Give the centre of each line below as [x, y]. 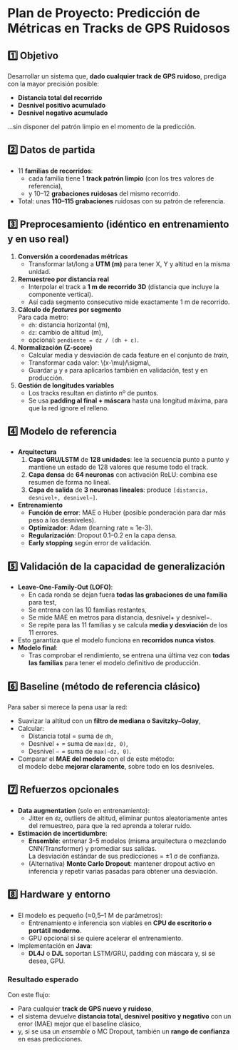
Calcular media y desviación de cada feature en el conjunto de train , [129, 355]
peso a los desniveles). [62, 520]
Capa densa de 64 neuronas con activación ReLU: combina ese [123, 475]
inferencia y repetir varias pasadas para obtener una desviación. [123, 871]
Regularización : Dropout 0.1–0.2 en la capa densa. [103, 535]
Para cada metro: [43, 317]
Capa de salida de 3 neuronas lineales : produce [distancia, [118, 490]
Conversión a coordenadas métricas [73, 256]
